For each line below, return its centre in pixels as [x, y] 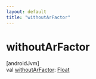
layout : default [26, 12]
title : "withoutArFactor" [38, 17]
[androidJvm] [23, 63]
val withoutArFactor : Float [38, 70]
